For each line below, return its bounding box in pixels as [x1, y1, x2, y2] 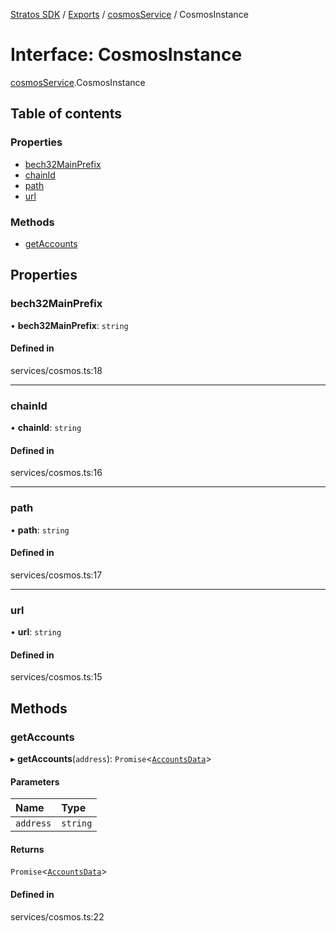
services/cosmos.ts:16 [10, 467, 103, 479]
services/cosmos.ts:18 [10, 364, 103, 376]
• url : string [10, 626, 62, 638]
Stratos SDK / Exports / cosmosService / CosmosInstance [10, 9, 249, 20]
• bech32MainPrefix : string [10, 319, 129, 331]
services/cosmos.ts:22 [10, 910, 105, 923]
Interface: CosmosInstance [10, 44, 243, 66]
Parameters [10, 775, 60, 788]
